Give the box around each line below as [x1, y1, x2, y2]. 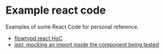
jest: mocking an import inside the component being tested [14, 41, 159, 48]
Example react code [5, 4, 106, 17]
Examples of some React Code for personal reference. [5, 23, 139, 30]
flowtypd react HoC [14, 34, 63, 42]
